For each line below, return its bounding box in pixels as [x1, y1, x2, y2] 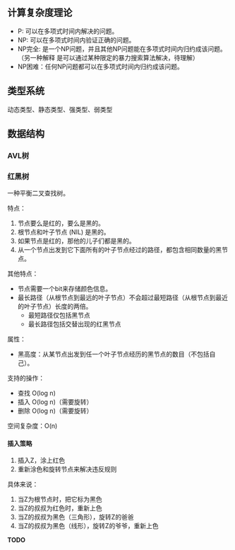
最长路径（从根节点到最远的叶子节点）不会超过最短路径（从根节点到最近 [17, 293, 228, 302]
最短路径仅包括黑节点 [28, 311, 90, 320]
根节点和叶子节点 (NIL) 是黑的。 [17, 228, 111, 236]
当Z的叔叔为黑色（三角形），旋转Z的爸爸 [17, 512, 134, 522]
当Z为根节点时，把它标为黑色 [17, 495, 102, 504]
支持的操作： [7, 374, 44, 382]
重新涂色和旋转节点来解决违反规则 [17, 465, 117, 474]
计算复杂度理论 [7, 6, 73, 19]
